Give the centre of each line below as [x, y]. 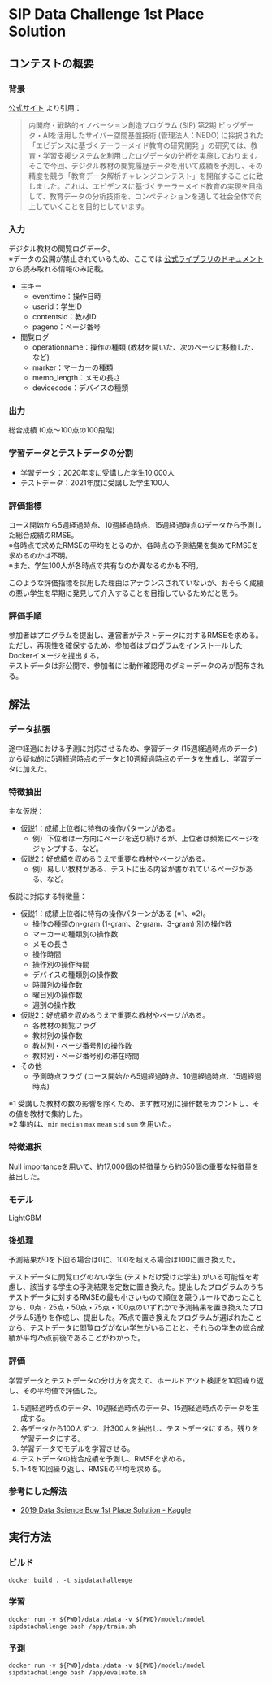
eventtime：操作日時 [67, 297]
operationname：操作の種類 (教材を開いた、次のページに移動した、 [145, 347]
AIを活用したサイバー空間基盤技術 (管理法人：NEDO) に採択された [153, 135]
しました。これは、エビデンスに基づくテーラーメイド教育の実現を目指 [145, 186]
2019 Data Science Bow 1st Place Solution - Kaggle [106, 1509]
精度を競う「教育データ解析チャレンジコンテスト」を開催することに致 [146, 176]
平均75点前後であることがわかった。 [83, 1338]
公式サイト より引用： [45, 107]
